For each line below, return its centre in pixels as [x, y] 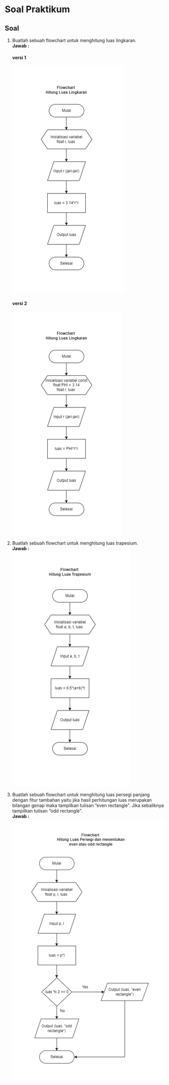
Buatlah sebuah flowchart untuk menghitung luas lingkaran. [74, 40]
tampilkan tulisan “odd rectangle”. [47, 811]
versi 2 [20, 303]
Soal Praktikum [37, 9]
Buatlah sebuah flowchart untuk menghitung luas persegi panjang [81, 795]
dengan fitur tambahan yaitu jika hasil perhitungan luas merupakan [82, 800]
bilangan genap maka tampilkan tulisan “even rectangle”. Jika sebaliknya [88, 805]
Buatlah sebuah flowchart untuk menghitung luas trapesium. [75, 543]
